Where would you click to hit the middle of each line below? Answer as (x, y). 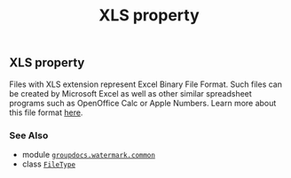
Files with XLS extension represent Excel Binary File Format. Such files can (145, 84)
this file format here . (46, 112)
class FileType (49, 164)
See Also (29, 135)
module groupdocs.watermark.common (88, 154)
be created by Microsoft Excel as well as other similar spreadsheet (131, 93)
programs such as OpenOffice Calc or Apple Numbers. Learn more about (143, 103)
